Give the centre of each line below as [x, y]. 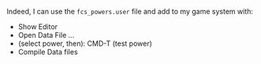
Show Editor [38, 26]
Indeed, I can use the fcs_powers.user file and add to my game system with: [130, 11]
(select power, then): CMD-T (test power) [85, 43]
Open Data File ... [46, 35]
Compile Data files [48, 52]
